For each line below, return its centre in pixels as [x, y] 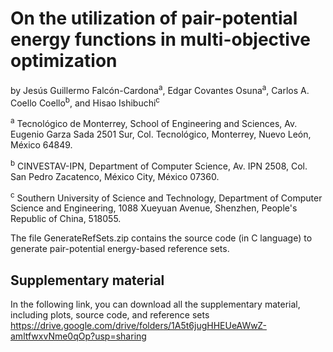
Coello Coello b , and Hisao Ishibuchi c [85, 102]
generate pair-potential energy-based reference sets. [120, 249]
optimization [64, 61]
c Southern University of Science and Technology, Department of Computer [166, 197]
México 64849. [41, 144]
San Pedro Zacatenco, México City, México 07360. [115, 176]
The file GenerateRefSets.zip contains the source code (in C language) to [161, 238]
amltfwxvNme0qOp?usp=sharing [78, 336]
